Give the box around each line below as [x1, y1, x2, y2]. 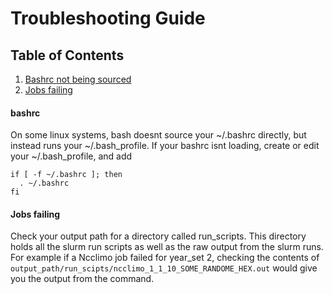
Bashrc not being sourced [24, 73, 132, 85]
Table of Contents [10, 47, 125, 64]
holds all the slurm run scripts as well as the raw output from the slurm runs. [10, 241, 324, 253]
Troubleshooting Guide [10, 7, 206, 30]
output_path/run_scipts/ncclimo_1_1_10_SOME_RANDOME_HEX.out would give [10, 262, 318, 274]
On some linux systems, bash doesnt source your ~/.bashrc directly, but [10, 129, 307, 141]
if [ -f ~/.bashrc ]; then [10, 170, 123, 180]
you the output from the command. [10, 273, 155, 285]
